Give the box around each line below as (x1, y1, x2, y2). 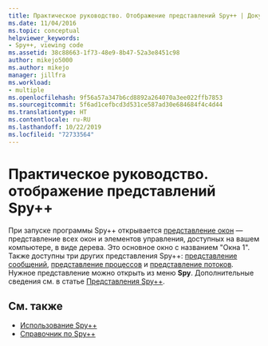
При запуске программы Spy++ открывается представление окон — (8, 225, 243, 235)
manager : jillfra (8, 71, 66, 79)
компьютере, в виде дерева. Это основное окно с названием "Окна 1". (8, 242, 250, 252)
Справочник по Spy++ (19, 329, 96, 339)
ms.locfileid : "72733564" (8, 130, 94, 138)
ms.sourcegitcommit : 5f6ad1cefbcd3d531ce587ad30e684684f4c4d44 (8, 101, 223, 109)
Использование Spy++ (19, 320, 97, 330)
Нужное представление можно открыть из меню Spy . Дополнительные (8, 268, 254, 277)
